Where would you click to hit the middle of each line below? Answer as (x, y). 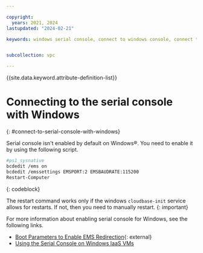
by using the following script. (42, 150)
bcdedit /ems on (27, 166)
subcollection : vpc (31, 55)
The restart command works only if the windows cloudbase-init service (96, 201)
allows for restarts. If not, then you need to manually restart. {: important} (97, 207)
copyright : (20, 17)
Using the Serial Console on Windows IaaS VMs (74, 243)
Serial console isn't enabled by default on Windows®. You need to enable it (100, 143)
